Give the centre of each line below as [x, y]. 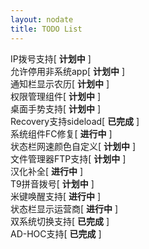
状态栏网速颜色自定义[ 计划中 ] [73, 146]
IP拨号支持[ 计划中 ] [51, 58]
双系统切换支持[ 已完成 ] [60, 221]
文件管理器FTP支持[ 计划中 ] [68, 158]
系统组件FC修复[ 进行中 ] [61, 133]
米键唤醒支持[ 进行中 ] [56, 196]
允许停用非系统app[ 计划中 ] [68, 71]
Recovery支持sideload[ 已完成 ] [75, 121]
